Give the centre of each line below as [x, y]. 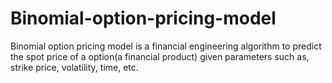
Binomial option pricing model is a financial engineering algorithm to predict [166, 46]
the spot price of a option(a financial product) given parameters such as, [160, 56]
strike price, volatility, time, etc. [74, 67]
